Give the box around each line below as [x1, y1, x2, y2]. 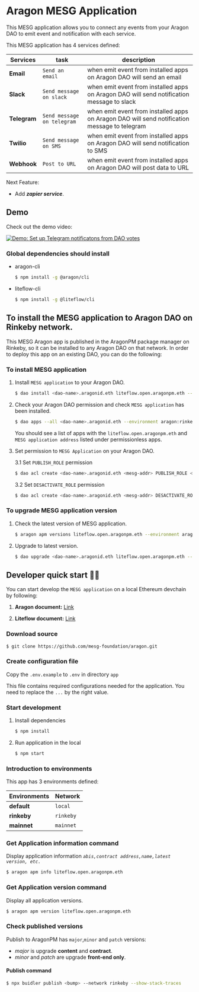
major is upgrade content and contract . [14, 947, 113, 954]
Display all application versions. [6, 897, 84, 904]
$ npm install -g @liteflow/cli [14, 296, 95, 302]
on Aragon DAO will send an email [87, 73, 182, 81]
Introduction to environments [6, 764, 92, 773]
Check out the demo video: [6, 223, 73, 230]
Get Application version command [6, 883, 107, 892]
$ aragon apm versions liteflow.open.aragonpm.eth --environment [14, 531, 179, 537]
